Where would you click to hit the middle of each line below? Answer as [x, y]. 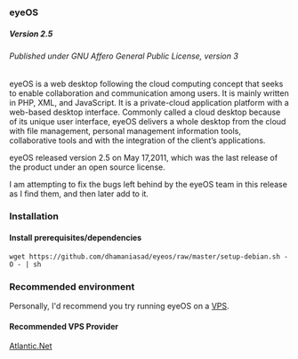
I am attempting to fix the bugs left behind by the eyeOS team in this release [148, 184]
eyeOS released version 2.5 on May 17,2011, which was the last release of [144, 157]
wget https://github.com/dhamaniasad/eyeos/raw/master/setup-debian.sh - [149, 256]
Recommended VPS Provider [64, 326]
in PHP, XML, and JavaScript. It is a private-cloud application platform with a [149, 102]
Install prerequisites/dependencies [76, 238]
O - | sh [25, 264]
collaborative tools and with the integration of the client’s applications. [137, 140]
